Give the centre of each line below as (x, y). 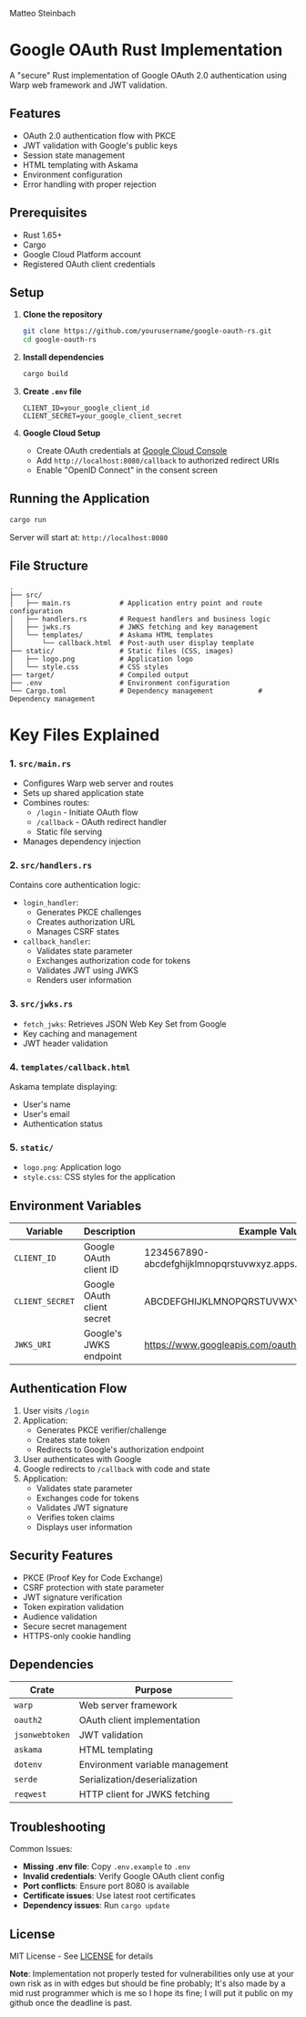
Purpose (154, 1690)
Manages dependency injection (82, 841)
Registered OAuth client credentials (89, 264)
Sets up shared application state (83, 792)
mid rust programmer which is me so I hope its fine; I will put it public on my (151, 1993)
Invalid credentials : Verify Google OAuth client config (123, 1876)
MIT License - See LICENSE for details (82, 1956)
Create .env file (52, 391)
